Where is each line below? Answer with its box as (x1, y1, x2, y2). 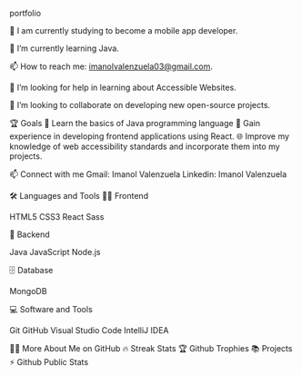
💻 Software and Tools (9, 304, 93, 314)
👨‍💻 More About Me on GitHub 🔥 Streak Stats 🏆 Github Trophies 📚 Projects (9, 343, 293, 353)
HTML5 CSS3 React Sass (9, 212, 105, 222)
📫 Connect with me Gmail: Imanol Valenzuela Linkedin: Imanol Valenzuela (9, 169, 287, 180)
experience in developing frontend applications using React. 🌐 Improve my (9, 131, 289, 142)
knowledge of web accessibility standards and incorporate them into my (9, 141, 280, 152)
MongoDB (9, 286, 47, 296)
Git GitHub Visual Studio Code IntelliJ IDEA (9, 325, 169, 335)
